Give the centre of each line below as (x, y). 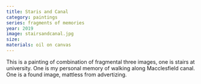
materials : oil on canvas (39, 45)
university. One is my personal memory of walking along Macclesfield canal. (101, 68)
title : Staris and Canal (37, 12)
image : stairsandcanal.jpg (40, 34)
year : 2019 (20, 28)
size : (13, 39)
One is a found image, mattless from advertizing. (67, 74)
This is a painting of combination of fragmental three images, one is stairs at (100, 62)
